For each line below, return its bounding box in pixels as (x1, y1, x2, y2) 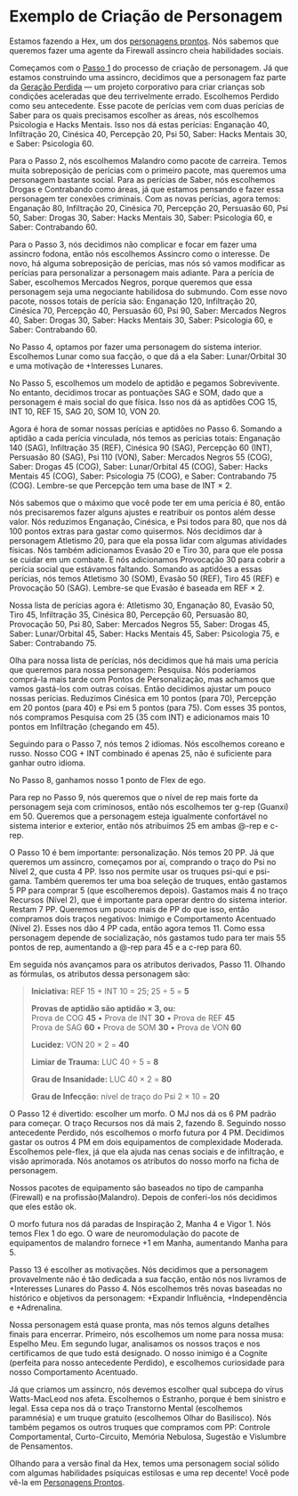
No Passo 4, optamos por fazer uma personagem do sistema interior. (9, 341, 262, 352)
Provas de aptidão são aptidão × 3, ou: (30, 1002, 176, 1013)
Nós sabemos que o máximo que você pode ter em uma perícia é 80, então (9, 497, 286, 508)
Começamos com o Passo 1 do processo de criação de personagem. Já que (9, 62, 289, 73)
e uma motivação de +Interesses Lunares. (9, 360, 164, 371)
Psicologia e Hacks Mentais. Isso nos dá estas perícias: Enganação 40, (9, 119, 270, 130)
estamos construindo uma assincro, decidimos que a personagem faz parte (9, 71, 286, 82)
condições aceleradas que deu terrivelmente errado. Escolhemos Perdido (9, 91, 279, 102)
